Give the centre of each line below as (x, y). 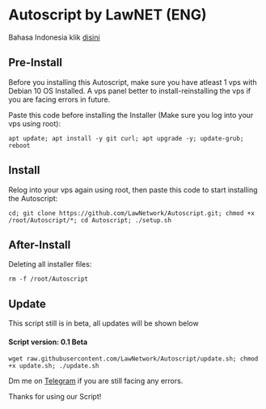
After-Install (40, 245)
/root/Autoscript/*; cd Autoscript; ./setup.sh (90, 220)
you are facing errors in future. (59, 99)
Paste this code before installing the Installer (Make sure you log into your (131, 115)
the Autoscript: (33, 198)
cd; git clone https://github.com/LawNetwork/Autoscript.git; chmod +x (131, 213)
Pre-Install (36, 63)
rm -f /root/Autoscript (49, 279)
